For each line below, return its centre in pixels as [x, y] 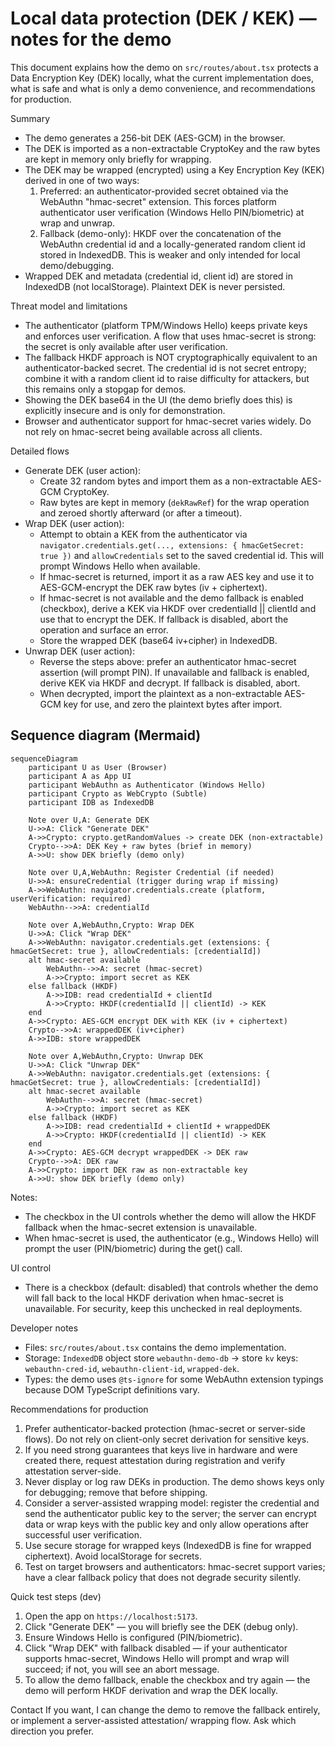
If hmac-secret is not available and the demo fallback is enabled [171, 598]
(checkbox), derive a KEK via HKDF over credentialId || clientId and [178, 608]
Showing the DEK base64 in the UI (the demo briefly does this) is [158, 399]
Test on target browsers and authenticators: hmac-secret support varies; [175, 1566]
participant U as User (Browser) [98, 767]
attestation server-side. [73, 1471]
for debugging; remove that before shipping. [116, 1492]
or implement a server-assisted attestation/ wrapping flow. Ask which [153, 1720]
